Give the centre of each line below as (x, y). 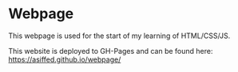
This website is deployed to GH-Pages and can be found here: (111, 51)
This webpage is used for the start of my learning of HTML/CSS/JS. (119, 36)
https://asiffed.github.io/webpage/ (65, 59)
